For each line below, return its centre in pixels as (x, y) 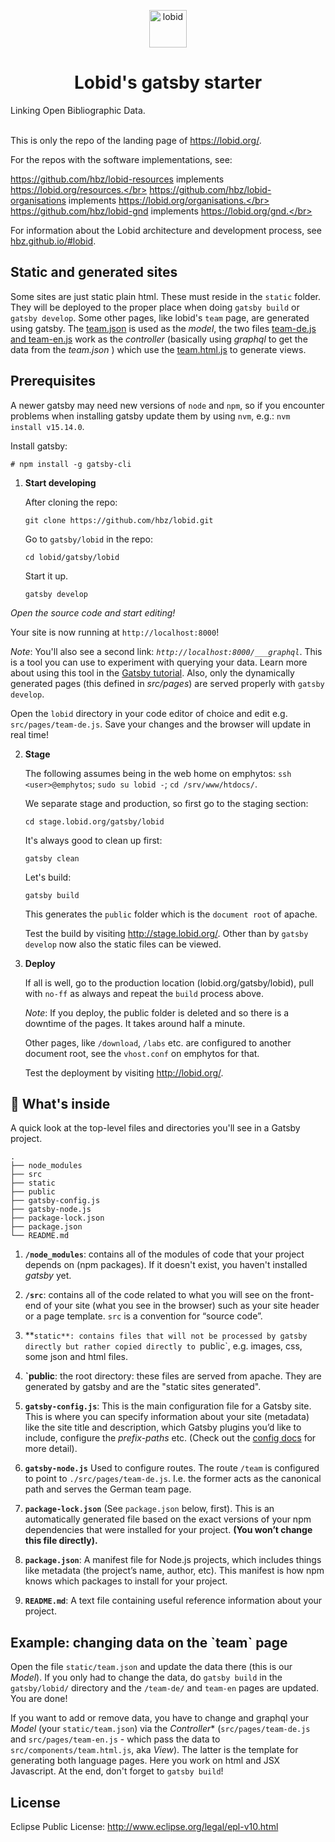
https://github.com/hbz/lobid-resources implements (117, 179)
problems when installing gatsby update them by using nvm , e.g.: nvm (150, 416)
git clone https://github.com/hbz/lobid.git (119, 520)
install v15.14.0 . (47, 426)
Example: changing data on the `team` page (149, 1642)
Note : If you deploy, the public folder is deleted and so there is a (157, 1012)
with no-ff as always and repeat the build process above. (144, 993)
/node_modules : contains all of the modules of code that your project (164, 1254)
